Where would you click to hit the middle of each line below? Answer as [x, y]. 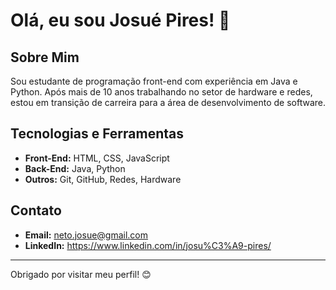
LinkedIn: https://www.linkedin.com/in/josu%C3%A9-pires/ [148, 245]
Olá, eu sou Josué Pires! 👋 [120, 20]
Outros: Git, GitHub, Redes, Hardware [103, 179]
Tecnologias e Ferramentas [97, 134]
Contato [36, 210]
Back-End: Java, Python [75, 168]
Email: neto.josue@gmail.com [86, 235]
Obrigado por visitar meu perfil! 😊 [81, 274]
